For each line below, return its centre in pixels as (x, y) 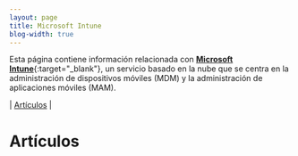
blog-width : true (42, 34)
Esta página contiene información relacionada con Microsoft (121, 60)
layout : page (34, 17)
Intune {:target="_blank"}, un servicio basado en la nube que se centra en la (149, 69)
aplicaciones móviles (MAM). (63, 88)
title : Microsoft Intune (55, 26)
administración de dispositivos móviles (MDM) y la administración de (136, 78)
